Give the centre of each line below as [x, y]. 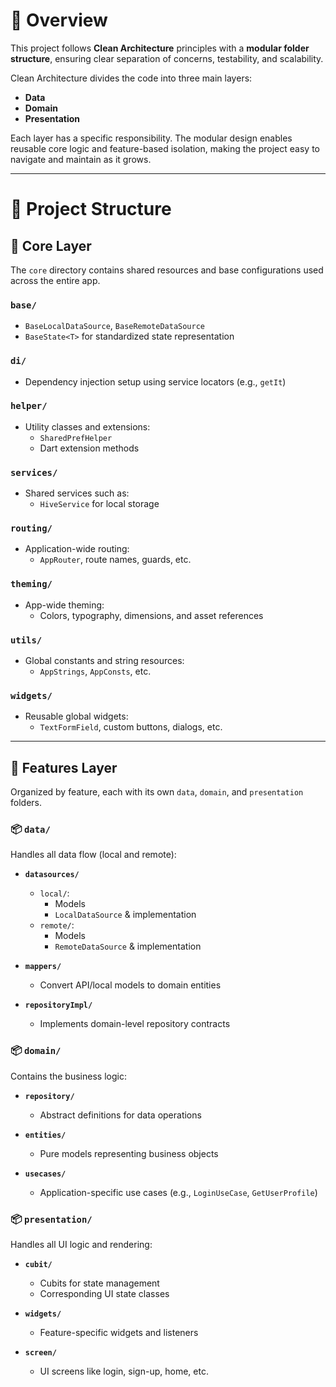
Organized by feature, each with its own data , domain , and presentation [157, 792]
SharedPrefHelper [76, 438]
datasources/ [52, 875]
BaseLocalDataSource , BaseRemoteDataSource [114, 326]
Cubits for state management [99, 1283]
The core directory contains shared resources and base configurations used [167, 270]
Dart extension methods [89, 448]
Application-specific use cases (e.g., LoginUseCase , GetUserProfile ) [178, 1192]
